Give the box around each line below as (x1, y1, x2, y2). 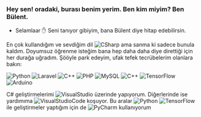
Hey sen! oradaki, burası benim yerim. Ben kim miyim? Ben (6, 5, 184, 13)
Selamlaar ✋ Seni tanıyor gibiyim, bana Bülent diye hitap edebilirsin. (15, 27, 186, 34)
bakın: (6, 61, 22, 68)
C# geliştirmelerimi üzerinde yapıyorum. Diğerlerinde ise (6, 91, 188, 98)
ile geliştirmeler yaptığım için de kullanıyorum (6, 104, 151, 111)
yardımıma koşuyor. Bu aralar (6, 97, 133, 105)
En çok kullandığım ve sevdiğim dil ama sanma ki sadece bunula (6, 41, 195, 48)
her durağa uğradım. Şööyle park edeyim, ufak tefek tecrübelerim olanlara (6, 54, 193, 61)
